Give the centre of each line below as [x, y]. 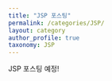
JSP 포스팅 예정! [34, 69]
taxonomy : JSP [32, 45]
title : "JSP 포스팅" [40, 15]
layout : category [37, 30]
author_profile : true [44, 38]
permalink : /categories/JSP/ [56, 23]
